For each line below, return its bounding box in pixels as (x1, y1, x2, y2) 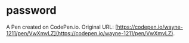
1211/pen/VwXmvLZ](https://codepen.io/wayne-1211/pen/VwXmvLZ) (6, 29, 173, 36)
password (6, 4, 57, 17)
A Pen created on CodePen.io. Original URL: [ (6, 23, 117, 30)
